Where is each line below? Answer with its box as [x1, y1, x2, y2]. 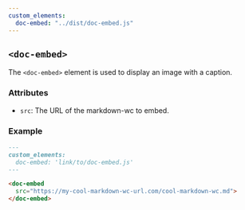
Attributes [8, 87, 49, 99]
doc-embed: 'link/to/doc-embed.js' [15, 158, 134, 166]
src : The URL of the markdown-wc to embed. [19, 105, 169, 115]
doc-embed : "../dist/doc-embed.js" [15, 19, 134, 27]
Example [8, 125, 43, 136]
